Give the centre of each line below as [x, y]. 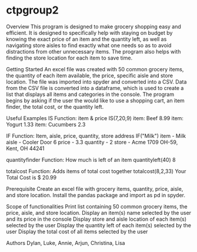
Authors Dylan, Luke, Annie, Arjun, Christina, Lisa [66, 243]
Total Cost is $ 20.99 [31, 177]
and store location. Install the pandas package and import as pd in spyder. [96, 195]
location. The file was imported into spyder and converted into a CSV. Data [96, 82]
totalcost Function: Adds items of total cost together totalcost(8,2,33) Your [96, 171]
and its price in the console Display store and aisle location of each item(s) [96, 219]
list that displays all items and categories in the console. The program [90, 94]
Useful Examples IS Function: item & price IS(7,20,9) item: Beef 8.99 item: [95, 118]
